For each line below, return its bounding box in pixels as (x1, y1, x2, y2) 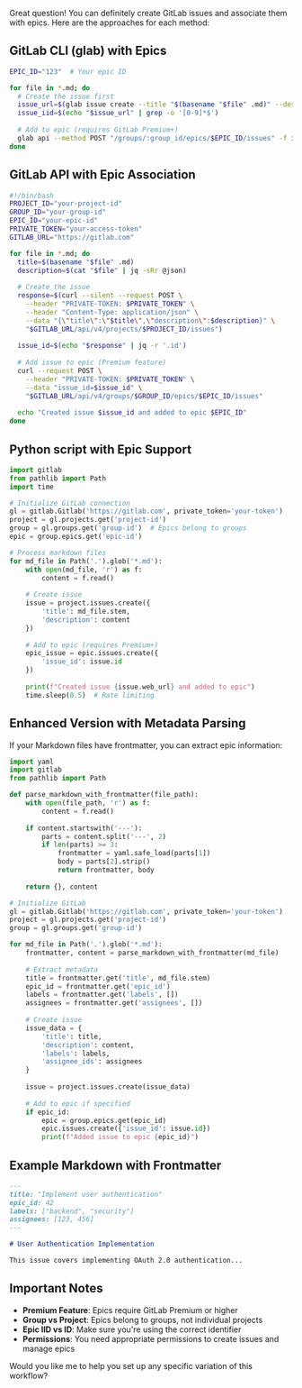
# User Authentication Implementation (9, 1239, 155, 1249)
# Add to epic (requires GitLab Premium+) (17, 125, 179, 134)
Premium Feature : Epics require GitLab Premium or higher (22, 1304, 238, 1315)
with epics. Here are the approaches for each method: (9, 17, 210, 28)
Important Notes (9, 1281, 103, 1296)
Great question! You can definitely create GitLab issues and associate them (9, 8, 288, 18)
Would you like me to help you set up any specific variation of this (9, 1360, 253, 1371)
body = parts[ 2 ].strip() (57, 857, 151, 866)
